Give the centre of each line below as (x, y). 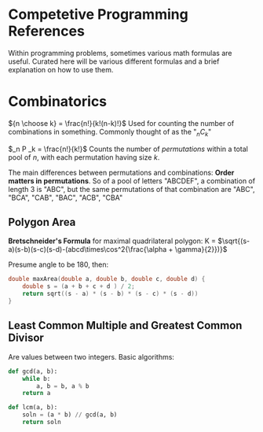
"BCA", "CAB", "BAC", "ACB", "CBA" (66, 198)
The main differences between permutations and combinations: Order (121, 172)
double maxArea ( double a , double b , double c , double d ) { (107, 279)
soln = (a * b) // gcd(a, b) (70, 415)
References (46, 31)
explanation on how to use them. (61, 69)
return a (37, 393)
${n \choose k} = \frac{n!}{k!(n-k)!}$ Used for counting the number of (121, 123)
